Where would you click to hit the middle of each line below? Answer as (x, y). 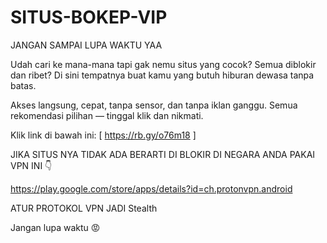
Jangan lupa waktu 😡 (55, 227)
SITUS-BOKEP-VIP (89, 17)
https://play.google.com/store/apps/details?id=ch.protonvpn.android (151, 188)
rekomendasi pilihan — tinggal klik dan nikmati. (107, 115)
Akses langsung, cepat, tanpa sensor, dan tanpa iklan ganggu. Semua (154, 105)
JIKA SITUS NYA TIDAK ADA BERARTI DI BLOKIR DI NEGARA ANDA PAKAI (163, 154)
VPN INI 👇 (31, 165)
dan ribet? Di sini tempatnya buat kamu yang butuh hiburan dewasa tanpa (162, 75)
